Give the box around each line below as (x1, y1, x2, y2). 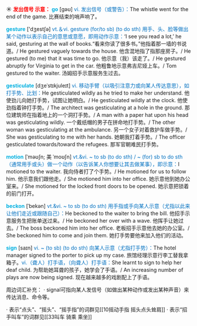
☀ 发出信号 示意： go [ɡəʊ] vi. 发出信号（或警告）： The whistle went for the (6, 6, 189, 12)
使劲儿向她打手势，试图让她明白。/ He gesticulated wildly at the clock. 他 (6, 97, 183, 103)
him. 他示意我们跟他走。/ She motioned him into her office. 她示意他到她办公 (6, 176, 191, 182)
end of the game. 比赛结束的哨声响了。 (6, 13, 101, 20)
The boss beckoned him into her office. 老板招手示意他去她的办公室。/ (19, 224, 190, 231)
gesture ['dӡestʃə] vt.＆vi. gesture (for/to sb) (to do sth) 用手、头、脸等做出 (6, 26, 189, 32)
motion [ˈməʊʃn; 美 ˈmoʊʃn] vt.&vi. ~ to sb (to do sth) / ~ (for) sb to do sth (6, 153, 183, 160)
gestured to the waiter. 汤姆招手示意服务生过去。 (6, 70, 124, 76)
